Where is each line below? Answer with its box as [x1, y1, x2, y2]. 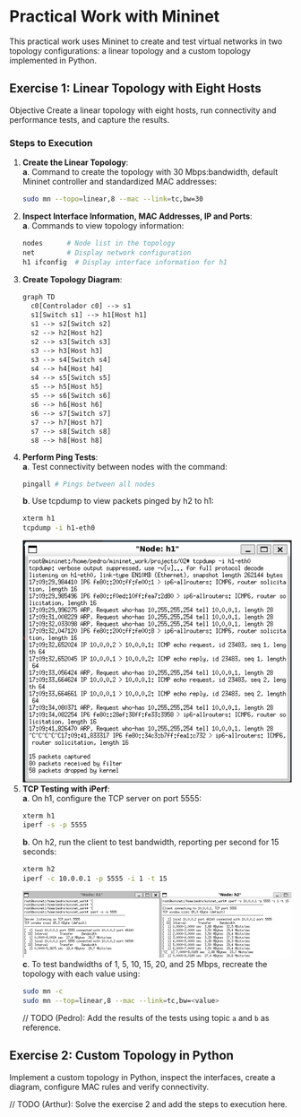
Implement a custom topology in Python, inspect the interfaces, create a [9, 1071, 276, 1082]
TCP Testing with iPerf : [21, 783, 110, 794]
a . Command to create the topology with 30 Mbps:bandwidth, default [21, 167, 279, 178]
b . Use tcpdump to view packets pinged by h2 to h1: [21, 496, 214, 507]
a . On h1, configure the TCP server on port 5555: [21, 792, 202, 803]
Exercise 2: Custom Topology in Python [9, 1048, 235, 1063]
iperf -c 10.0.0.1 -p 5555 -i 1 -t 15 [21, 874, 168, 884]
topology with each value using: [21, 968, 141, 979]
